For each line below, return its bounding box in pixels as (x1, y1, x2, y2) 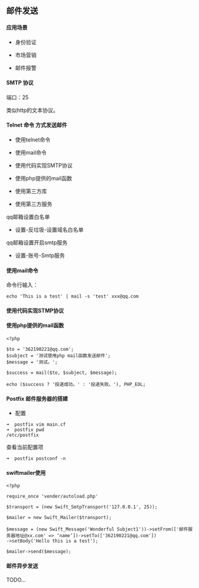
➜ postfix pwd (6, 427, 45, 433)
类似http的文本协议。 (6, 106, 59, 114)
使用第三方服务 (14, 200, 52, 207)
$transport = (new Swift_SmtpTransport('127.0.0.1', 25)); (6, 504, 158, 510)
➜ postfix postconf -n (6, 456, 66, 462)
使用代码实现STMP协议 (6, 307, 65, 314)
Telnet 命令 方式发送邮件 (6, 122, 68, 129)
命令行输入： (6, 281, 38, 289)
